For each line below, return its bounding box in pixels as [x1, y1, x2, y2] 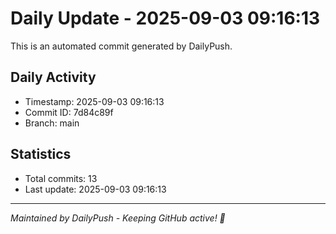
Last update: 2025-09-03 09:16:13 [24, 183, 167, 195]
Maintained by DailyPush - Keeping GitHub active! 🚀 [10, 212, 226, 224]
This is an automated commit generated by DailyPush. [10, 40, 233, 52]
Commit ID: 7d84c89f [24, 106, 114, 118]
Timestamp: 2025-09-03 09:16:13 [24, 95, 165, 107]
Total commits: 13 [24, 172, 98, 184]
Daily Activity [10, 69, 97, 86]
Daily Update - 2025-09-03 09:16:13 [10, 7, 321, 30]
